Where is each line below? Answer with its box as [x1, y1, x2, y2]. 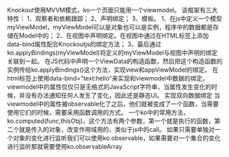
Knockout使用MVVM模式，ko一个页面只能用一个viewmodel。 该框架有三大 [7, 6, 218, 14]
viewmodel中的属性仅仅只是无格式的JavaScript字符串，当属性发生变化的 [7, 83, 212, 91]
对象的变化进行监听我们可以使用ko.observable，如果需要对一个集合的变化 [12, 134, 221, 142]
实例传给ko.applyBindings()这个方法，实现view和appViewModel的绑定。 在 [7, 66, 219, 74]
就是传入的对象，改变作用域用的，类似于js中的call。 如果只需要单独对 [18, 126, 215, 133]
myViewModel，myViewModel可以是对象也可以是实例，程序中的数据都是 [7, 23, 213, 31]
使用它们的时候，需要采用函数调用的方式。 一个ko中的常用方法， [7, 109, 189, 116]
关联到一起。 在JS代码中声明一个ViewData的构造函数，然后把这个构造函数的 [7, 57, 223, 65]
